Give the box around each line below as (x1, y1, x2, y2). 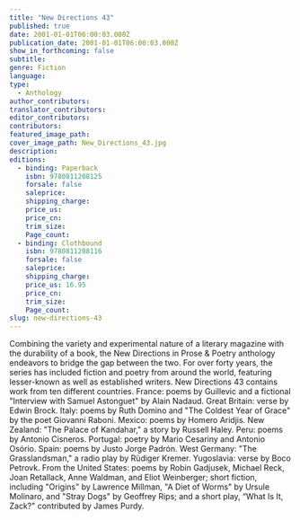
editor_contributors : (9, 113, 91, 122)
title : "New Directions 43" (9, 13, 115, 22)
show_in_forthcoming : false (9, 47, 115, 56)
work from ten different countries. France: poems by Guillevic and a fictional (9, 386, 291, 397)
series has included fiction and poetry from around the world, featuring (9, 367, 272, 378)
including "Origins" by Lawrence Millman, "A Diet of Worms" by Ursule (9, 481, 270, 492)
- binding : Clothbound (17, 239, 102, 248)
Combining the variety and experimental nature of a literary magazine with (9, 339, 285, 349)
